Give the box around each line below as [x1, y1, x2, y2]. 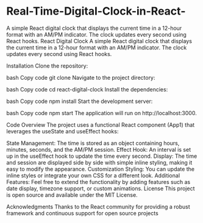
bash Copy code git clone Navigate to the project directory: [6, 74, 155, 81]
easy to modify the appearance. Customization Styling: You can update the [6, 165, 195, 172]
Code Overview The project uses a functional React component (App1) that [6, 121, 195, 129]
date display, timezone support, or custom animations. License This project [6, 185, 195, 192]
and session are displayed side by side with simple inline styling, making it [6, 158, 193, 166]
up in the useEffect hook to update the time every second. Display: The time [6, 152, 198, 160]
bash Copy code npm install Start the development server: [6, 97, 153, 105]
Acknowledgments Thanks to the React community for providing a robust [6, 203, 190, 210]
